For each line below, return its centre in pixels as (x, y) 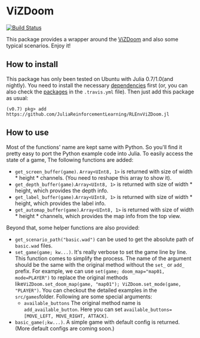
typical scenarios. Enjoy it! (39, 46)
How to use (27, 133)
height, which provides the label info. (60, 203)
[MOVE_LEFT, (39, 316)
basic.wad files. (33, 245)
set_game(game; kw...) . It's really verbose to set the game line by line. (101, 252)
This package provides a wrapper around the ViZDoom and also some (92, 39)
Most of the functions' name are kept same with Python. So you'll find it (94, 147)
